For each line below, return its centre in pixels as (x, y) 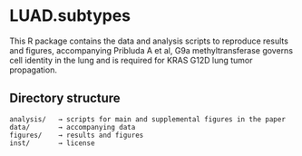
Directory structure (65, 98)
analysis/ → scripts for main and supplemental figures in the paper (147, 119)
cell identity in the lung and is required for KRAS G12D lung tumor (131, 60)
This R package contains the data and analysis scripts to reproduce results (149, 41)
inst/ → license (52, 143)
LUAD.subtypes (70, 16)
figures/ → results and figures (77, 135)
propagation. (33, 70)
